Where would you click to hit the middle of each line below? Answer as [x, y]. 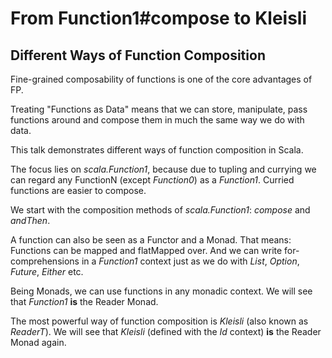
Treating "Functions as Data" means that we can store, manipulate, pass [159, 109]
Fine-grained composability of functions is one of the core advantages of [161, 79]
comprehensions [45, 261]
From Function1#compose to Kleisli [159, 18]
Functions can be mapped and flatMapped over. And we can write [146, 250]
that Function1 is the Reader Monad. [84, 301]
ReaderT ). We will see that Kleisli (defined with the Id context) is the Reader [166, 331]
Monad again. [38, 342]
